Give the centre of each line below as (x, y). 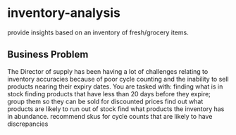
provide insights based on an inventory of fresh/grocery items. (98, 32)
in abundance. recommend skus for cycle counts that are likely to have (110, 116)
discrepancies (28, 124)
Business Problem (48, 54)
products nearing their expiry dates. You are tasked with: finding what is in (115, 86)
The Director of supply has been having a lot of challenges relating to (108, 71)
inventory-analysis (64, 13)
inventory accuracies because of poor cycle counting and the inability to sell (118, 79)
